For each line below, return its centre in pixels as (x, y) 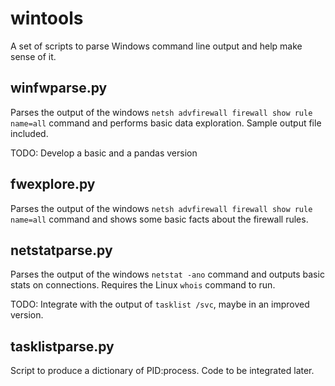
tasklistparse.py (62, 346)
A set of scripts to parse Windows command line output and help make (156, 46)
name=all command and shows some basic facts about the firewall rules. (159, 219)
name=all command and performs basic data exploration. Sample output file (166, 123)
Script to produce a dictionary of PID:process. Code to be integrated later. (162, 371)
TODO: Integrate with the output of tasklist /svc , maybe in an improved (160, 304)
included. (29, 133)
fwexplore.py (53, 184)
